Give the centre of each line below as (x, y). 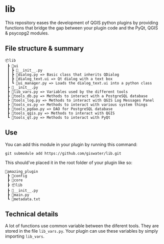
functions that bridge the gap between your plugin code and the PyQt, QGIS (82, 27)
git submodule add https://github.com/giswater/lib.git (63, 153)
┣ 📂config (17, 176)
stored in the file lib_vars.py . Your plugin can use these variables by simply (82, 231)
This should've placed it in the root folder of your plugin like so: (69, 163)
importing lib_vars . (25, 236)
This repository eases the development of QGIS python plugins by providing (82, 23)
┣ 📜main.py (18, 195)
